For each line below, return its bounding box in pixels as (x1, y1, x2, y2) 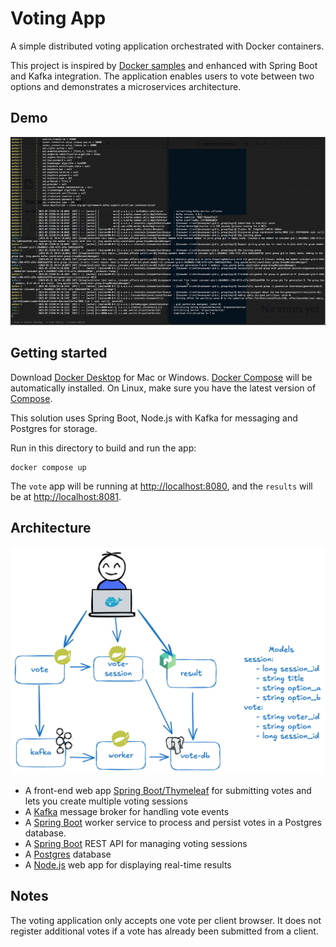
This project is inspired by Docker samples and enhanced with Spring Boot (10, 59, 318, 71)
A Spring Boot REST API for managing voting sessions (24, 837, 248, 849)
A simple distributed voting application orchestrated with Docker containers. (10, 40, 325, 52)
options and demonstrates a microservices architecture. (10, 80, 242, 92)
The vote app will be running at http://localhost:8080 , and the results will (10, 480, 313, 492)
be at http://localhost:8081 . (10, 490, 122, 502)
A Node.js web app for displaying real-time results (24, 858, 232, 871)
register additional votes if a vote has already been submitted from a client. (10, 925, 319, 937)
